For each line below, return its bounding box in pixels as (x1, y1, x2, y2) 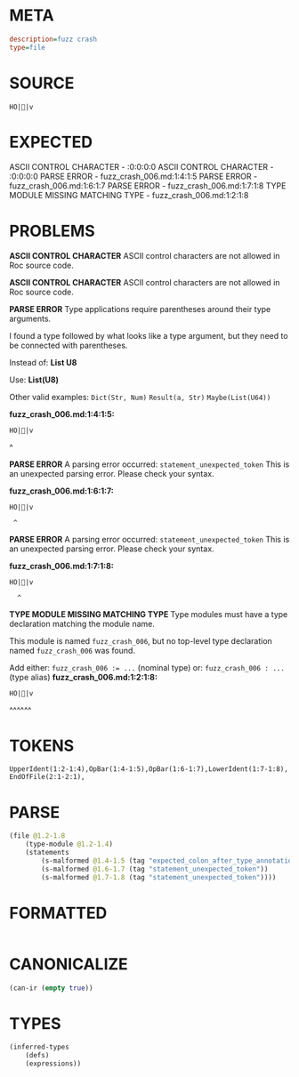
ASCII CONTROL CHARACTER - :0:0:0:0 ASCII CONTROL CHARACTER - (9, 161, 274, 172)
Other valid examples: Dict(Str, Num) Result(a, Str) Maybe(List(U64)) (9, 391, 271, 402)
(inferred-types (9, 1042, 69, 1052)
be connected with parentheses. (9, 340, 128, 350)
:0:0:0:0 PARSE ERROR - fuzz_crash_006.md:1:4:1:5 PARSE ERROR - (9, 171, 258, 181)
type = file (9, 43, 46, 52)
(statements (25, 848, 69, 857)
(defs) (25, 1051, 50, 1060)
